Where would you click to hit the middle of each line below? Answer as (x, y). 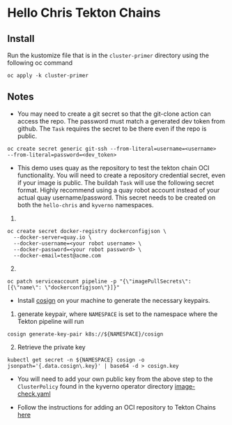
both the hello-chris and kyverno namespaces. (86, 204)
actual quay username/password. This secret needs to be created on (116, 197)
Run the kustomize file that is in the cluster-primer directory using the (108, 55)
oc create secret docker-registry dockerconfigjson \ (87, 231)
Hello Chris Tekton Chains (84, 13)
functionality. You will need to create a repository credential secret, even (121, 175)
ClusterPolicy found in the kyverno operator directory (95, 386)
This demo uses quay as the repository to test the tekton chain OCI (113, 167)
